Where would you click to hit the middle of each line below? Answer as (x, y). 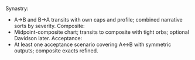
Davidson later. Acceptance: (48, 38)
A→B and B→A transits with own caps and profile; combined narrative (98, 20)
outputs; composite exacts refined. (56, 51)
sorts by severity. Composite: (49, 26)
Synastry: (17, 8)
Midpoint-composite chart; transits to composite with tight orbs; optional (102, 32)
